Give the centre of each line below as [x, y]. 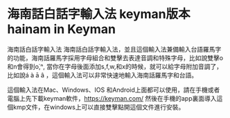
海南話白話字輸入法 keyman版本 [99, 14]
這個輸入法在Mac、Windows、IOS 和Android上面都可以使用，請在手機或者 [114, 90]
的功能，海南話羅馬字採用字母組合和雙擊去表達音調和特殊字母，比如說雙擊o [115, 58]
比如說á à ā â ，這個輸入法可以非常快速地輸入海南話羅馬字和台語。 [103, 75]
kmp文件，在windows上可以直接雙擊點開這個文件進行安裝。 [99, 107]
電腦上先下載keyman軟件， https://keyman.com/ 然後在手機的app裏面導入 [112, 98]
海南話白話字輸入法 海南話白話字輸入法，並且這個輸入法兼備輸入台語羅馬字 [114, 49]
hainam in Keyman [62, 29]
